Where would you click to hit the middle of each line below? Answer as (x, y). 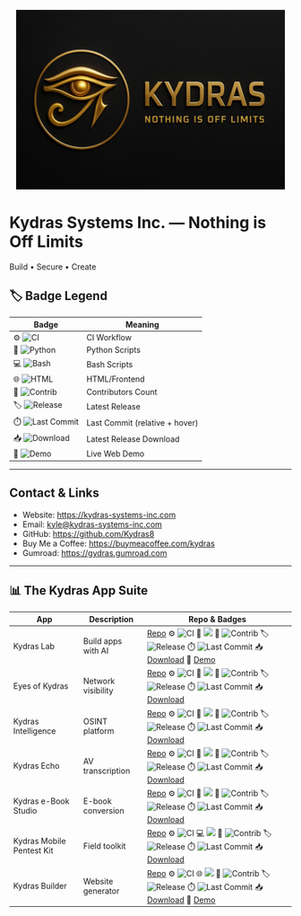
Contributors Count (122, 392)
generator (102, 891)
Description (112, 619)
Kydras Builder (40, 886)
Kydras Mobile (39, 841)
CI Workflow (109, 338)
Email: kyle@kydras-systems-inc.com (92, 524)
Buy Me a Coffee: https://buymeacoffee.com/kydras (118, 543)
